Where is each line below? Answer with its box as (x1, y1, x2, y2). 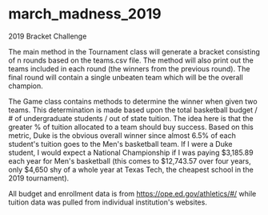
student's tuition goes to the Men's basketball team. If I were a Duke (8, 139, 233, 148)
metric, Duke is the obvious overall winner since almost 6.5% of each (8, 130, 236, 140)
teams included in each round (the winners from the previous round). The (8, 63, 250, 73)
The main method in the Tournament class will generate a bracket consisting (8, 47, 260, 56)
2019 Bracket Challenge (8, 31, 87, 41)
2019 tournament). (8, 173, 70, 183)
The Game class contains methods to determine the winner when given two (8, 96, 258, 106)
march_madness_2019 (8, 5, 162, 23)
